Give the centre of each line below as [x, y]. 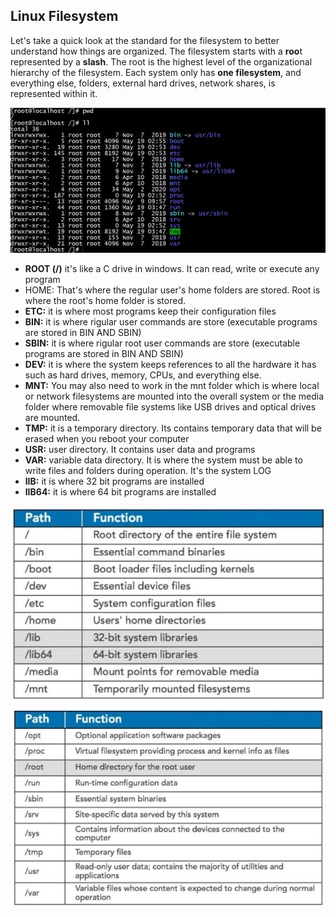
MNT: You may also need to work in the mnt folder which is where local [172, 386]
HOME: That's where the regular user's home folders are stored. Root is [172, 290]
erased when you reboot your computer [107, 439]
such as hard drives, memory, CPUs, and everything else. [143, 375]
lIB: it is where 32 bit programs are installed [114, 481]
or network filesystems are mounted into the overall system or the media [174, 396]
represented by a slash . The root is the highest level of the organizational [161, 61]
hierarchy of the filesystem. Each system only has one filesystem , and [156, 72]
